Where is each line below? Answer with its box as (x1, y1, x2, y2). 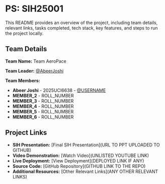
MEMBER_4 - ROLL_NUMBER (12, 103, 74, 109)
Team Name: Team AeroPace (5, 58, 67, 64)
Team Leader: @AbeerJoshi (5, 68, 64, 74)
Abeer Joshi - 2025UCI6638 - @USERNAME (12, 87, 106, 93)
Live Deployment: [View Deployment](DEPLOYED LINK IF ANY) (12, 157, 144, 163)
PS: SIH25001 (5, 3, 64, 15)
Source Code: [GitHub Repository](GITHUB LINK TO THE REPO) (12, 163, 146, 169)
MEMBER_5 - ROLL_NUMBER (12, 108, 74, 114)
